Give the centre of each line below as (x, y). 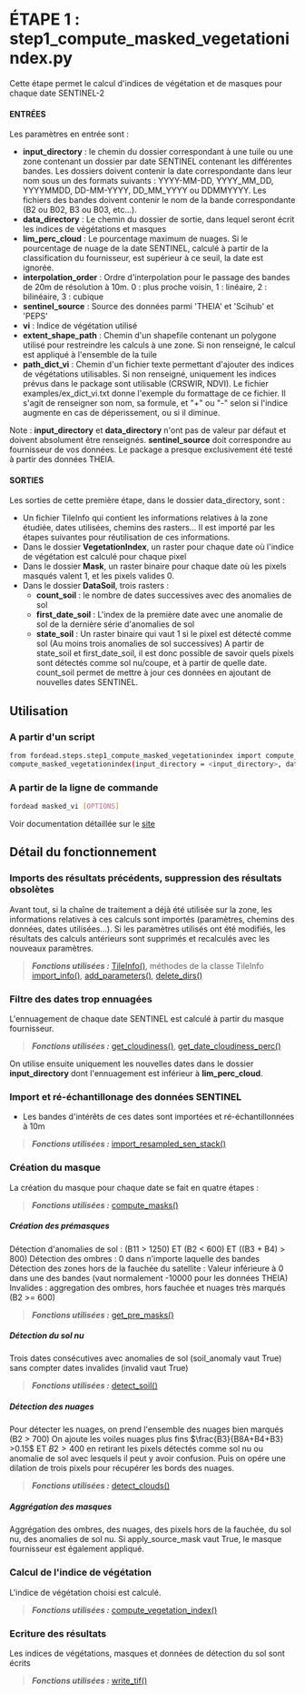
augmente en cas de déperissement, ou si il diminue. (121, 413)
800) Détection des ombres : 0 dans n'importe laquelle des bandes (135, 1258)
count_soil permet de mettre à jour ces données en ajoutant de (153, 672)
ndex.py (41, 58)
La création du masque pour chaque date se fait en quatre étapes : (134, 1187)
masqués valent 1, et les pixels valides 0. (98, 576)
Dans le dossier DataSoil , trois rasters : (96, 586)
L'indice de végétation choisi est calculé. (85, 1592)
